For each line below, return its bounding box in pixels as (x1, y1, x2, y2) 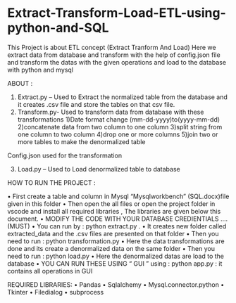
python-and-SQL (7, 20, 109, 36)
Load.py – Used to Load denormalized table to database (17, 165, 181, 173)
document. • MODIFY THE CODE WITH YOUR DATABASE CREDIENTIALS (7, 214, 220, 223)
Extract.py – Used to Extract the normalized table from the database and (17, 93, 228, 101)
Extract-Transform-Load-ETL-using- (7, 5, 227, 21)
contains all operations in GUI (7, 266, 93, 275)
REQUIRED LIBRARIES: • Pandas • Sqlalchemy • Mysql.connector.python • (7, 280, 225, 289)
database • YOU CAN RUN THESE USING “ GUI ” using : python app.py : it (7, 259, 223, 268)
